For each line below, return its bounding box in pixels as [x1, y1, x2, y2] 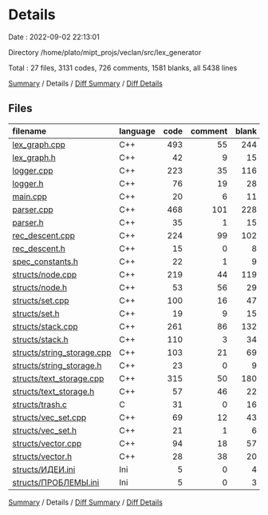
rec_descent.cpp [12, 230, 76, 241]
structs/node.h [12, 281, 68, 293]
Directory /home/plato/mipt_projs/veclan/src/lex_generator [8, 47, 202, 57]
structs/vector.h [12, 450, 73, 461]
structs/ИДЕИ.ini [12, 464, 76, 475]
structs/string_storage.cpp [12, 346, 112, 357]
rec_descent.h [12, 242, 66, 254]
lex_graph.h [12, 152, 56, 163]
